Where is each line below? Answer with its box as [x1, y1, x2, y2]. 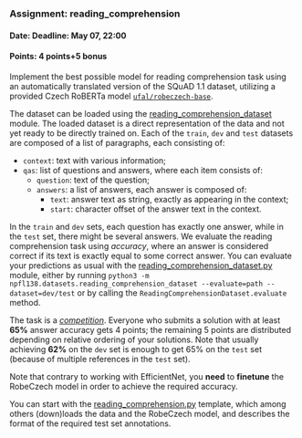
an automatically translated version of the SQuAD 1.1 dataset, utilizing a [9, 80, 276, 91]
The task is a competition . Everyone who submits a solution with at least [9, 314, 281, 326]
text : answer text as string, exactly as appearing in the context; [49, 193, 289, 204]
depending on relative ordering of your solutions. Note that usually [9, 334, 259, 345]
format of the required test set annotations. [9, 418, 172, 429]
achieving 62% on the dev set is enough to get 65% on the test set [9, 343, 263, 354]
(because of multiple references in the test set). [9, 353, 191, 364]
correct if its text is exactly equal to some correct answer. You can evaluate [9, 250, 292, 261]
